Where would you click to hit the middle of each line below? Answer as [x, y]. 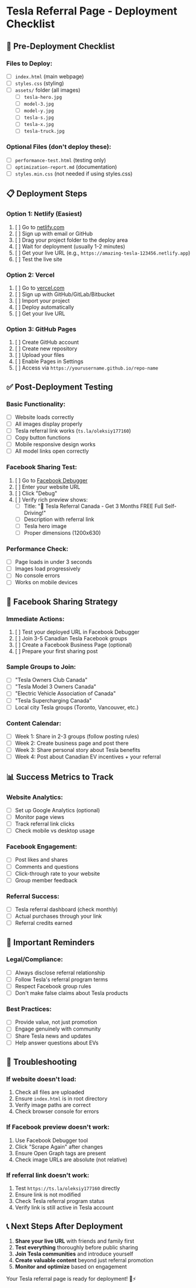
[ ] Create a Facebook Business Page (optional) [73, 645]
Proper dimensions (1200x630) [62, 532]
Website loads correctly [44, 417]
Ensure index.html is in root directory [61, 1099]
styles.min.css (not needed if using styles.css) [74, 174]
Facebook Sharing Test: [41, 467]
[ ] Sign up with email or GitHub [54, 233]
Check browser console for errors [57, 1111]
